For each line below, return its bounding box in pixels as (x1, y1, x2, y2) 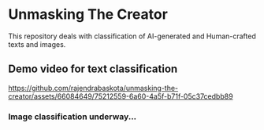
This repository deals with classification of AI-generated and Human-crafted (8, 31, 256, 41)
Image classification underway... (8, 111, 137, 122)
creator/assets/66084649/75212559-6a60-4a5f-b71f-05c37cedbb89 (8, 92, 234, 101)
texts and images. (8, 39, 66, 49)
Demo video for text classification (8, 63, 178, 76)
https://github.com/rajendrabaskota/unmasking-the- (8, 83, 179, 92)
